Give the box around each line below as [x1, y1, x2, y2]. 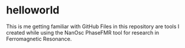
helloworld [6, 4, 60, 17]
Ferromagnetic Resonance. [6, 35, 72, 42]
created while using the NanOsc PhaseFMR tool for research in [6, 29, 160, 36]
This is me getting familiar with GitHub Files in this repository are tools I [6, 23, 180, 30]
